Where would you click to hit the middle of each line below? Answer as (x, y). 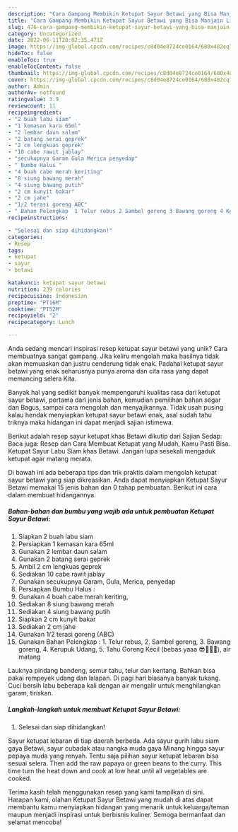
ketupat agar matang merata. (50, 458)
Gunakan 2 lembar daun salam (63, 551)
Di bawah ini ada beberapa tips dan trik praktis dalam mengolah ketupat (113, 472)
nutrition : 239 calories (44, 289)
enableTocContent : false (44, 67)
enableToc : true (32, 60)
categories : (25, 237)
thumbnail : (24, 73)
